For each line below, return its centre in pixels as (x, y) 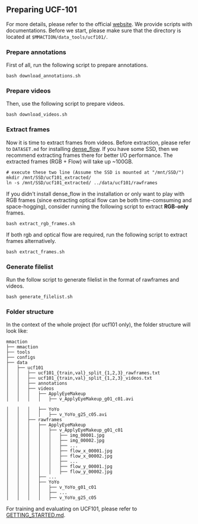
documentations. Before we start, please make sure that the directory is (94, 30)
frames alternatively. (31, 241)
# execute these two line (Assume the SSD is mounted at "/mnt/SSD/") (95, 172)
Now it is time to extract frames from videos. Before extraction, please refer (98, 143)
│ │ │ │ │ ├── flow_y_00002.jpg (59, 472)
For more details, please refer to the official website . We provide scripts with (99, 24)
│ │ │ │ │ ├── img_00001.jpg (55, 435)
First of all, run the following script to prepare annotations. (77, 65)
